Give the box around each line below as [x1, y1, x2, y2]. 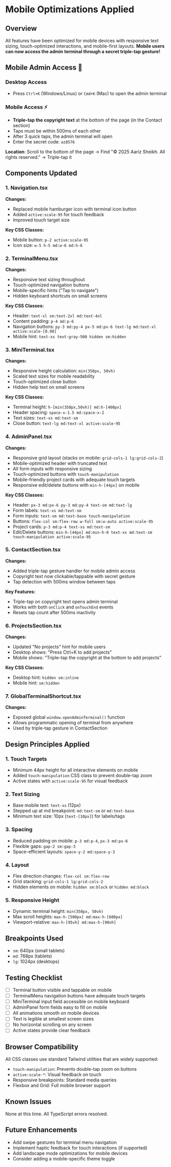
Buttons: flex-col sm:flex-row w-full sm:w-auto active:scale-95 [12, 518, 154, 524]
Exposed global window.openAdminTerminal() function [12, 714, 125, 720]
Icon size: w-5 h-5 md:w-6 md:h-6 [12, 242, 83, 248]
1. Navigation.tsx [5, 184, 48, 192]
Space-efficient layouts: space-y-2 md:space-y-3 [12, 848, 115, 855]
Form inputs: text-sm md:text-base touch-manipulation [12, 512, 131, 518]
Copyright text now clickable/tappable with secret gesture [12, 573, 136, 579]
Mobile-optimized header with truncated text [12, 460, 108, 466]
